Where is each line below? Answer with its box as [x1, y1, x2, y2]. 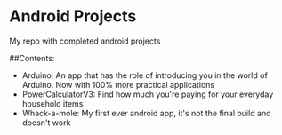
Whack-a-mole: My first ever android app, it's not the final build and [21, 107, 271, 118]
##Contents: [9, 52, 55, 63]
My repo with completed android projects [9, 36, 161, 46]
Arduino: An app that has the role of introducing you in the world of [21, 69, 269, 81]
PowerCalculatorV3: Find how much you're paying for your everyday [21, 89, 274, 99]
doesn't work [21, 117, 71, 128]
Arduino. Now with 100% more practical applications [21, 79, 215, 90]
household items [21, 98, 84, 108]
